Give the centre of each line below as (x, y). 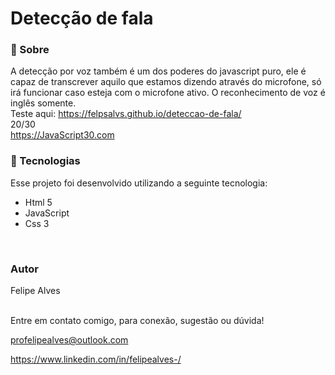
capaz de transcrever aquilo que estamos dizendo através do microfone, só (166, 82)
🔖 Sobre (30, 50)
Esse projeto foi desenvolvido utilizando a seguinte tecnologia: (139, 183)
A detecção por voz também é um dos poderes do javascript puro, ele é (158, 71)
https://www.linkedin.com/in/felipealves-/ (96, 359)
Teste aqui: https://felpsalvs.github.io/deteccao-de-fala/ (126, 114)
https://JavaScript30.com (62, 135)
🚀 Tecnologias (45, 161)
